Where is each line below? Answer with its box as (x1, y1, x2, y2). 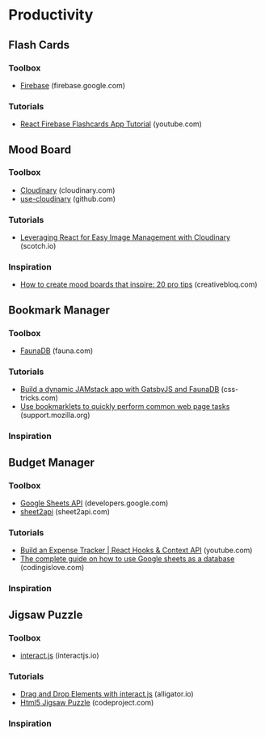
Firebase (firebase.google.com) (19, 80, 126, 90)
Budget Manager (8, 455, 95, 469)
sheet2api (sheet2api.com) (19, 507, 111, 517)
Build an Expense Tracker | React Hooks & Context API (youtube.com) (19, 545, 253, 556)
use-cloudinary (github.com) (19, 194, 116, 203)
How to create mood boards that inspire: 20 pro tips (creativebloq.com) (19, 279, 258, 289)
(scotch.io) (19, 241, 57, 251)
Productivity (8, 6, 94, 24)
